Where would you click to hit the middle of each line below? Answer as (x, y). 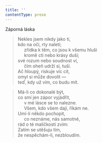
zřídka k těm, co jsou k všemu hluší (61, 50)
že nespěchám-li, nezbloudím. (49, 135)
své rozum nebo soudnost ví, (48, 60)
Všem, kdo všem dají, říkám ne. (57, 108)
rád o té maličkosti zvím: (43, 124)
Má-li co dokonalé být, (41, 92)
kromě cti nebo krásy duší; (52, 55)
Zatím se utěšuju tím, (39, 129)
